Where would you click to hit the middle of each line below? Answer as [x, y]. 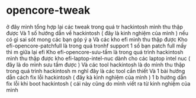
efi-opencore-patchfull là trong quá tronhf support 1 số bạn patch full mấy [96, 46]
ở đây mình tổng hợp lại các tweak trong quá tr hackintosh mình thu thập [95, 27]
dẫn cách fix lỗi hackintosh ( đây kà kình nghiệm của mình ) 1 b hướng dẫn [96, 77]
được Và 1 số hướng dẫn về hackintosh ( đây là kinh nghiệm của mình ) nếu [97, 33]
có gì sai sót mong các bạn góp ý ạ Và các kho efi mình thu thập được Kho [97, 39]
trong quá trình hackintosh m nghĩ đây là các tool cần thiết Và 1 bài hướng [96, 71]
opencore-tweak [48, 10]
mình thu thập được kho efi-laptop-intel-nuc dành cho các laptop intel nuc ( [98, 58]
